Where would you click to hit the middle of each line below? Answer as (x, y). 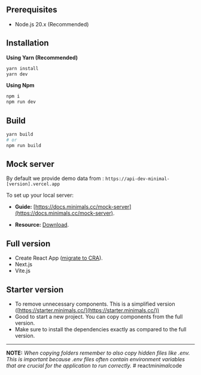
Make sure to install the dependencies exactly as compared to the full (100, 329)
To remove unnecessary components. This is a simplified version (95, 304)
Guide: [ (25, 207)
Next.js (24, 264)
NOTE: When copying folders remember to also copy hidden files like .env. (98, 353)
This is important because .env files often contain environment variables (96, 359)
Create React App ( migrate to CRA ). (59, 258)
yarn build (20, 134)
